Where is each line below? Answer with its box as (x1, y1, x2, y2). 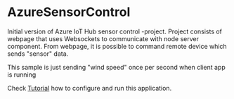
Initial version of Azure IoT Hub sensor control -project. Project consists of (7, 27, 223, 36)
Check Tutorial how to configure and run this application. (7, 84, 172, 92)
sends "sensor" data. (7, 49, 69, 58)
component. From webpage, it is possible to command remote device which (7, 42, 227, 50)
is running (7, 70, 37, 79)
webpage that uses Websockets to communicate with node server (7, 34, 199, 43)
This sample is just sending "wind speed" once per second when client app (7, 63, 226, 71)
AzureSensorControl (7, 4, 131, 20)
